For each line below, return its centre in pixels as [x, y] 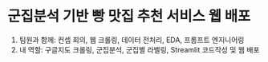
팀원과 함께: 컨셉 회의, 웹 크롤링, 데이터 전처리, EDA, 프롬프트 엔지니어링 [132, 40]
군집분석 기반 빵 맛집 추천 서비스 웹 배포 [129, 16]
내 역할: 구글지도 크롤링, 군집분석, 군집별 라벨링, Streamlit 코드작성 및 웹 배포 [139, 49]
